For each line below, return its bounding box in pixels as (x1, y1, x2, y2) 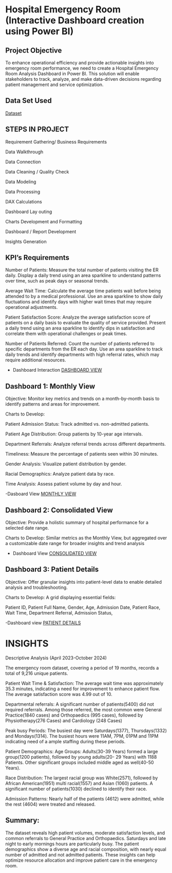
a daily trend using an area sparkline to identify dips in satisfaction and (5, 325, 155, 331)
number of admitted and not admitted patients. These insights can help (5, 851, 156, 858)
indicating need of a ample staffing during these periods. (5, 738, 126, 744)
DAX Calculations (5, 198, 42, 204)
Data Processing (5, 188, 40, 195)
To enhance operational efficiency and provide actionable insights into (5, 60, 154, 65)
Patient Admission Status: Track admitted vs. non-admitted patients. (5, 421, 150, 427)
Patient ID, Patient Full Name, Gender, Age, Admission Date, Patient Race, (5, 604, 161, 610)
